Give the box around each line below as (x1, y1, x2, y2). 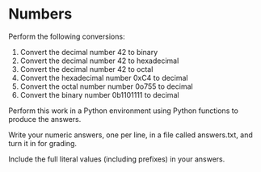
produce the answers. (8, 114, 82, 124)
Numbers (8, 5, 73, 23)
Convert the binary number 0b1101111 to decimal (19, 90, 179, 99)
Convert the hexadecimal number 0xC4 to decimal (19, 73, 188, 82)
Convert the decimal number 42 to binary (19, 47, 158, 57)
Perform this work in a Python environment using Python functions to (8, 106, 238, 115)
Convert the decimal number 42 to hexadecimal (19, 56, 179, 65)
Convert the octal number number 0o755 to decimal (19, 82, 193, 91)
